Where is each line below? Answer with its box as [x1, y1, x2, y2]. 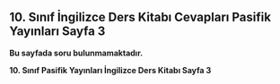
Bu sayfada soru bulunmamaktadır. [9, 47, 144, 58]
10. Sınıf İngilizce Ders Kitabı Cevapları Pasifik [9, 10, 272, 25]
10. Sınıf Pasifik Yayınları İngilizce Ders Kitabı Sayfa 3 [9, 64, 212, 75]
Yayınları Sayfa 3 [9, 24, 106, 39]
